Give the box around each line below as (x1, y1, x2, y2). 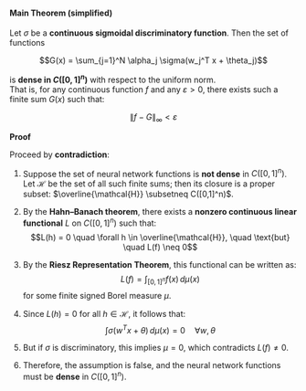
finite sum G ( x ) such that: (9, 93, 105, 104)
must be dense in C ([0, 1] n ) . (22, 370, 127, 383)
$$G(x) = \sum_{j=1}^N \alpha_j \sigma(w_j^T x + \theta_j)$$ (39, 55, 268, 66)
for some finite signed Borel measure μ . (22, 290, 172, 301)
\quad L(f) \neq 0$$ (122, 241, 198, 252)
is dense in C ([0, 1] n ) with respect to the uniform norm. (9, 73, 216, 85)
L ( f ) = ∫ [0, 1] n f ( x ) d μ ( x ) (120, 273, 201, 287)
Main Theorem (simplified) (9, 7, 113, 18)
